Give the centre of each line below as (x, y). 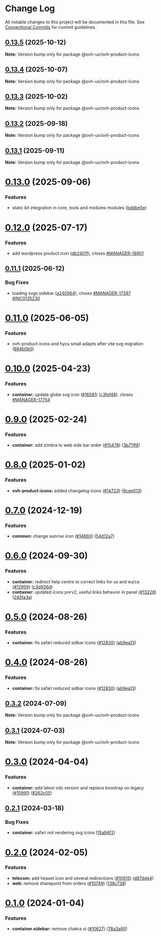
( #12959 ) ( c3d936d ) (32, 587)
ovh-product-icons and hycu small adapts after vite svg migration (78, 344)
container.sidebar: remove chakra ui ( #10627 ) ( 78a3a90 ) (70, 929)
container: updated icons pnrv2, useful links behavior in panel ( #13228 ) (84, 592)
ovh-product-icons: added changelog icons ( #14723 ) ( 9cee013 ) (77, 490)
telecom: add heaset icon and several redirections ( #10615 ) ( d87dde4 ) (83, 878)
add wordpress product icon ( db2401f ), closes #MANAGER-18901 (78, 253)
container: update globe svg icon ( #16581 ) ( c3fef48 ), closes (72, 394)
